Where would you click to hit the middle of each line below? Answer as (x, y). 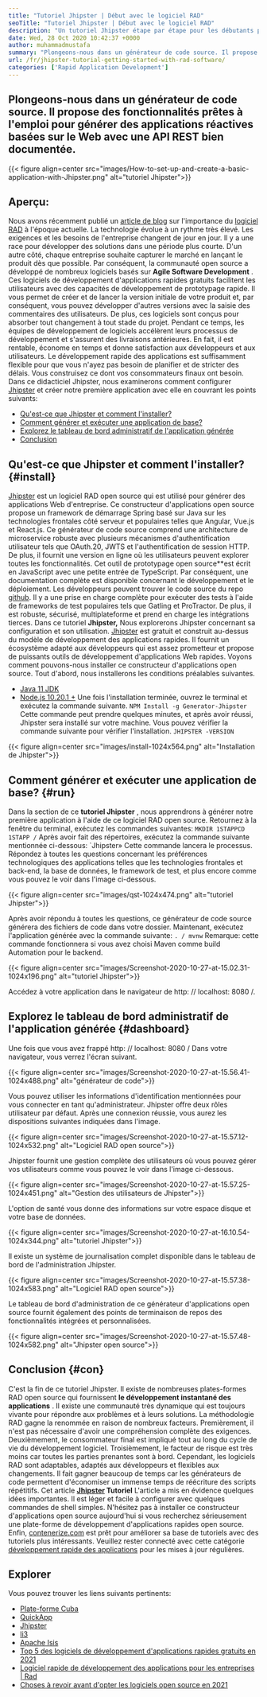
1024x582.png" (34, 1345)
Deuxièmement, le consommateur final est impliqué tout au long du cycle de (133, 1439)
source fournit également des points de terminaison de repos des (115, 1312)
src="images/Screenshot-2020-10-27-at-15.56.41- (167, 1072)
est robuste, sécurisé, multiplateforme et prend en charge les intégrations (129, 614)
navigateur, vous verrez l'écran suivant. (73, 1057)
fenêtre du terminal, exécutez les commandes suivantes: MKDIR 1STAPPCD (126, 829)
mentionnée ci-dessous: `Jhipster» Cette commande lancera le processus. (130, 845)
